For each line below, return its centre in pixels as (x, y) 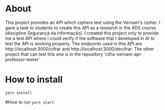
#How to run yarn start (30, 102)
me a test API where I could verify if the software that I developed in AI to (80, 38)
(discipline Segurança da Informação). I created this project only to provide (82, 33)
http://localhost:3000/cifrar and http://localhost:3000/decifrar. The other (80, 49)
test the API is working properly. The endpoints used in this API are (74, 43)
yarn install (19, 93)
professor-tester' (23, 59)
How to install (34, 80)
